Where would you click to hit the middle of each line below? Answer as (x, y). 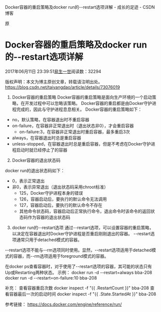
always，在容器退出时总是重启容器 (46, 138)
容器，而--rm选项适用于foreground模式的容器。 (61, 256)
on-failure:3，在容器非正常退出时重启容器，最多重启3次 (75, 131)
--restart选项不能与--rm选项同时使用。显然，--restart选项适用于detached (78, 250)
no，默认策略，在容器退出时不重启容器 (51, 119)
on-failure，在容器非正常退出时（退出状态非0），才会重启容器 (73, 126)
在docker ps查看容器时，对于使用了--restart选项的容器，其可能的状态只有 (79, 266)
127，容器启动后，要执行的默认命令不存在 (61, 205)
